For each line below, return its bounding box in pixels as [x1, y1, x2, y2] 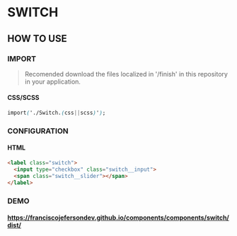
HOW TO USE [7, 33, 67, 45]
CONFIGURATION [7, 125, 69, 135]
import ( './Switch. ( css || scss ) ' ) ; [7, 109, 106, 117]
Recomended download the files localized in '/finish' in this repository [24, 69, 229, 78]
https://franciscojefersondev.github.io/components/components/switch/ [7, 213, 230, 222]
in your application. [24, 77, 81, 86]
